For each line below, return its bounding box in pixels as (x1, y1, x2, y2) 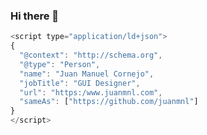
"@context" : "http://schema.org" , (19, 50, 163, 61)
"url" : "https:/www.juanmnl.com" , (19, 87, 163, 98)
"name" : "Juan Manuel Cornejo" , (19, 69, 155, 79)
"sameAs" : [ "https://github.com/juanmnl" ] (19, 97, 199, 107)
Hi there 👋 (10, 9, 60, 23)
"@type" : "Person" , (19, 59, 101, 69)
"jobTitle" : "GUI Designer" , (19, 78, 141, 88)
